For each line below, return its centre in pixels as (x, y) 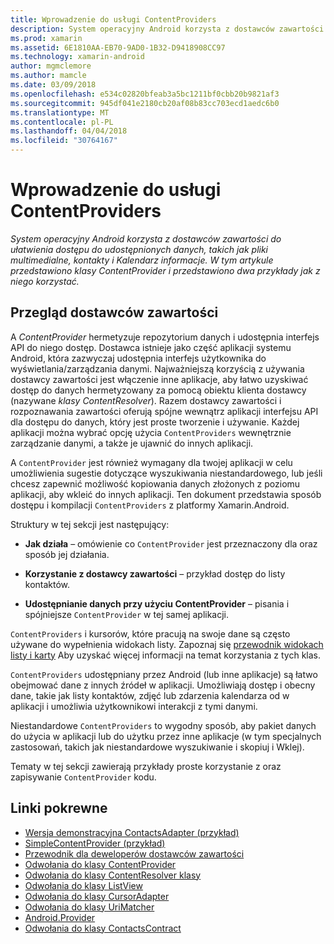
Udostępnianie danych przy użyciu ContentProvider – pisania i (157, 603)
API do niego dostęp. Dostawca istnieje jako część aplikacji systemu (151, 347)
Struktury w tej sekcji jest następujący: (90, 524)
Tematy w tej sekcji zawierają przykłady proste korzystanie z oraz (146, 766)
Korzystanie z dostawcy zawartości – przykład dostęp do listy (155, 573)
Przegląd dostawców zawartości (114, 312)
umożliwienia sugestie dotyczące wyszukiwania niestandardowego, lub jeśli (166, 473)
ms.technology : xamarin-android (77, 57)
